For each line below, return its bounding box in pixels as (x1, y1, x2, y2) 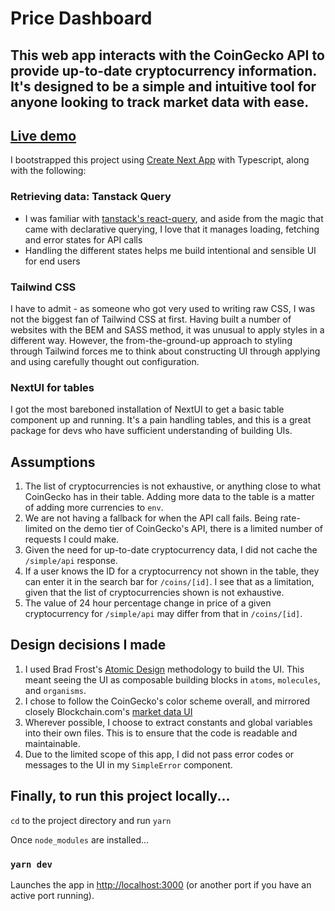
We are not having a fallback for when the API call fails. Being (24, 512, 278, 524)
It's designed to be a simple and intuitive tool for (10, 78, 317, 95)
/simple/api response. (24, 555, 118, 567)
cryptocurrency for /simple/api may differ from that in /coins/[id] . (24, 608, 303, 620)
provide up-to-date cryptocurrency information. (10, 62, 317, 79)
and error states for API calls (24, 233, 143, 246)
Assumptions (10, 453, 96, 471)
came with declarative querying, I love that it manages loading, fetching (24, 223, 320, 235)
